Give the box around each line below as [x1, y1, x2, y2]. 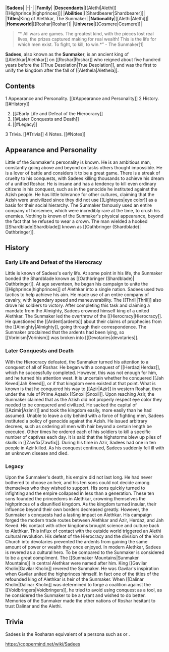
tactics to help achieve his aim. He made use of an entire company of [5, 292, 149, 298]
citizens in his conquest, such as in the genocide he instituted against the [5, 186, 158, 192]
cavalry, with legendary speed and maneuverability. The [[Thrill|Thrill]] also [5, 297, 161, 303]
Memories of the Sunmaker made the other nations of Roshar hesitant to [5, 597, 155, 603]
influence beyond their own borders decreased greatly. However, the [5, 506, 148, 513]
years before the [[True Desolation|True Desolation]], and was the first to [5, 62, 157, 68]
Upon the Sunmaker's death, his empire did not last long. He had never [5, 474, 153, 480]
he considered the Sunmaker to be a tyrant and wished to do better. [5, 592, 146, 598]
